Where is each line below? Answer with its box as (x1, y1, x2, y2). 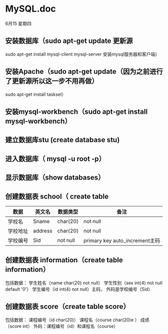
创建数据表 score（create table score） (5, 302, 130, 311)
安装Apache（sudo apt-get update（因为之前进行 (5, 67, 163, 76)
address (33, 227, 53, 234)
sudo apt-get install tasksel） (5, 91, 66, 97)
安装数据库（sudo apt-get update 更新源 (5, 36, 133, 46)
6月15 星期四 (5, 20, 32, 26)
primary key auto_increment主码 (83, 237, 160, 244)
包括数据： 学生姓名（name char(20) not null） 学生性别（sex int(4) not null (5, 279, 163, 286)
